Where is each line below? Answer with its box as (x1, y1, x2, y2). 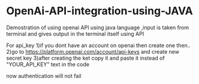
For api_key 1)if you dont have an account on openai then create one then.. (6, 42, 191, 49)
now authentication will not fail (6, 72, 82, 79)
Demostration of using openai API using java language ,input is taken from (6, 24, 189, 31)
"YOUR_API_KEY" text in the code (6, 61, 90, 68)
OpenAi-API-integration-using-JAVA (6, 4, 193, 18)
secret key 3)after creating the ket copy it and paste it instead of (6, 54, 165, 61)
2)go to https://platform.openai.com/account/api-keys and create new (6, 48, 180, 55)
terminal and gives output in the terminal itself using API (6, 30, 144, 37)
